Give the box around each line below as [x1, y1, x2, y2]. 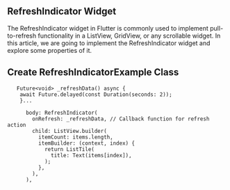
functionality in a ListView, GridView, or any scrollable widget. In [38, 31, 221, 40]
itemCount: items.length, [38, 134, 113, 141]
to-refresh [7, 31, 37, 40]
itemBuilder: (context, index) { [38, 139, 135, 147]
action [7, 121, 26, 128]
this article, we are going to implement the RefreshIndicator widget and [7, 38, 211, 47]
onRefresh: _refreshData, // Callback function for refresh [32, 115, 210, 122]
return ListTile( [44, 145, 95, 152]
